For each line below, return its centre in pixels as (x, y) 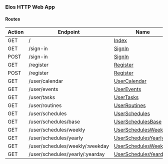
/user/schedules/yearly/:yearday (66, 154)
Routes (13, 19)
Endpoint (69, 32)
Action (16, 32)
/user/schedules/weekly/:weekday (69, 146)
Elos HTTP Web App (30, 7)
